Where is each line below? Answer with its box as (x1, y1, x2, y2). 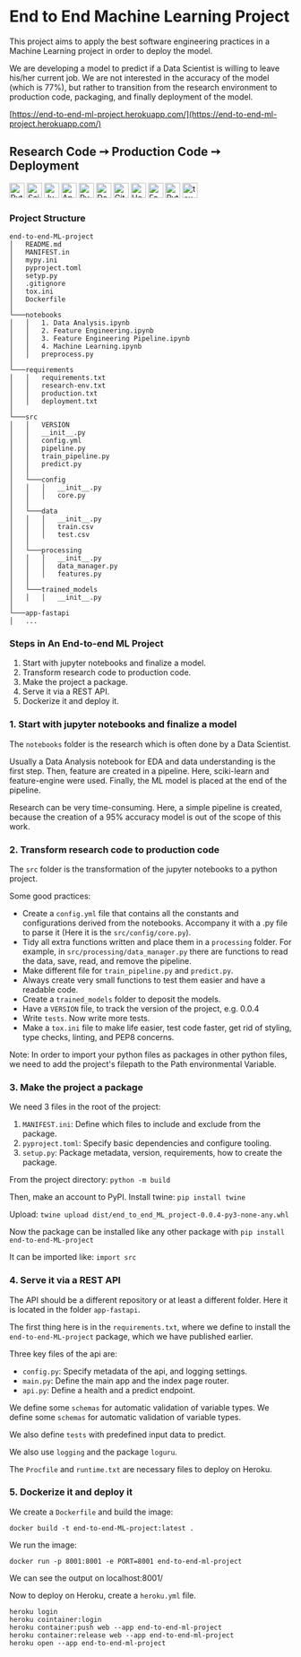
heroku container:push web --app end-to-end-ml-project (9, 1623, 222, 1632)
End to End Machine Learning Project (9, 6, 290, 27)
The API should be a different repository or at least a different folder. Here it (9, 1294, 288, 1306)
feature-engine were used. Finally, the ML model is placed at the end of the (9, 775, 288, 785)
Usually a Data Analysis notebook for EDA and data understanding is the (9, 756, 276, 767)
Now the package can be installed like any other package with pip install (9, 1227, 285, 1237)
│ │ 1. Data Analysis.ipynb (9, 318, 130, 328)
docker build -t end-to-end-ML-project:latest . (9, 1523, 194, 1532)
